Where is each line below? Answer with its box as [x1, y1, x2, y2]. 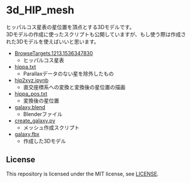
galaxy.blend [14, 103, 45, 111]
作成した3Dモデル [23, 138, 66, 145]
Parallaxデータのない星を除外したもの [23, 70, 114, 77]
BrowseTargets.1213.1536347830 [14, 50, 93, 57]
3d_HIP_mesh [6, 3, 75, 17]
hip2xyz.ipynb [14, 76, 49, 83]
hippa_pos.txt [14, 90, 48, 97]
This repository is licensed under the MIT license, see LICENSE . [6, 170, 159, 177]
